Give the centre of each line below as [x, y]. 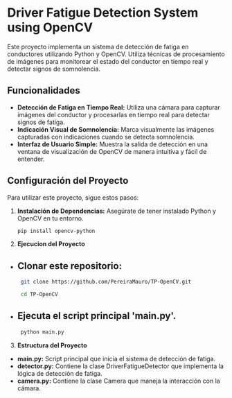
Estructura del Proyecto [52, 345]
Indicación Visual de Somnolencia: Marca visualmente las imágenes [116, 129]
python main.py [42, 332]
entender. [31, 159]
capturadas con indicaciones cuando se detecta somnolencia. [106, 137]
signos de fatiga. [41, 122]
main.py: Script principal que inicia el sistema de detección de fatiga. [116, 358]
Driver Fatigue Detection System [103, 13]
